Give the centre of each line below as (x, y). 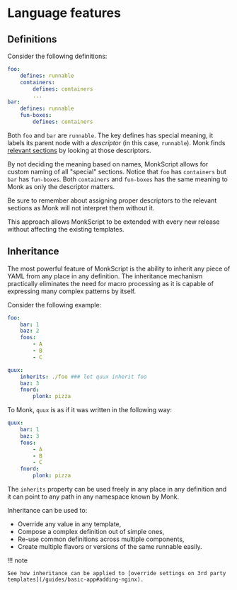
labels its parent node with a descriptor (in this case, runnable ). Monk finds (116, 142)
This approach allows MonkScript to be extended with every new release (114, 222)
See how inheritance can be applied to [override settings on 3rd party (117, 574)
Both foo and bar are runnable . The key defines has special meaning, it (110, 135)
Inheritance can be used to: (47, 511)
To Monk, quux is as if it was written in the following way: (89, 410)
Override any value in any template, (69, 524)
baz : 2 (30, 331)
